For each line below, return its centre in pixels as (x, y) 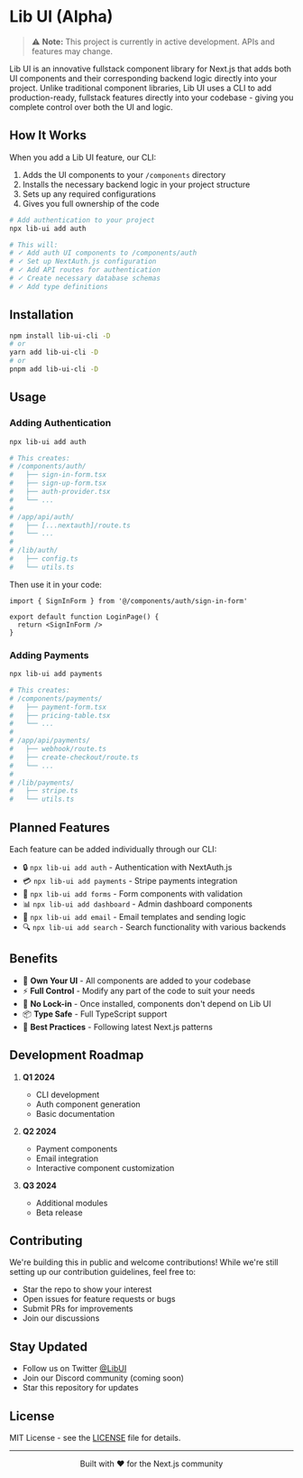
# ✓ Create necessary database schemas (85, 278)
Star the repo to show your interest (87, 1289)
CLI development (68, 1094)
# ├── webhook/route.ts (58, 749)
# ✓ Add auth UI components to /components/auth (103, 253)
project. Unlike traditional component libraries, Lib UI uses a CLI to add (141, 88)
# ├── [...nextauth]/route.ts (70, 525)
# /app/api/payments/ (50, 741)
